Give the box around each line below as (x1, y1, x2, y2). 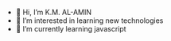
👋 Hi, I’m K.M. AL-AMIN (15, 8, 92, 17)
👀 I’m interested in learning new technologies (15, 16, 164, 25)
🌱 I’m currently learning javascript (15, 24, 126, 33)
